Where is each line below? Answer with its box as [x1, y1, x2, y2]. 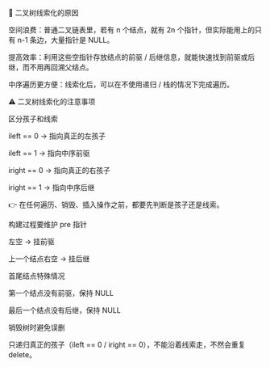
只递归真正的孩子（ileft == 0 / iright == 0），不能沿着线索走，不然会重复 [8, 340, 246, 349]
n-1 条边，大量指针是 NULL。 [17, 36, 114, 44]
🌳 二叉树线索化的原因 [8, 8, 79, 17]
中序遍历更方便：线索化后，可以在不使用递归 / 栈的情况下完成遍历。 [8, 80, 234, 89]
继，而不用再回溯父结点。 [8, 62, 93, 72]
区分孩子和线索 [8, 114, 58, 124]
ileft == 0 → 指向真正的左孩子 [8, 131, 106, 141]
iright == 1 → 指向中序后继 [8, 183, 95, 192]
